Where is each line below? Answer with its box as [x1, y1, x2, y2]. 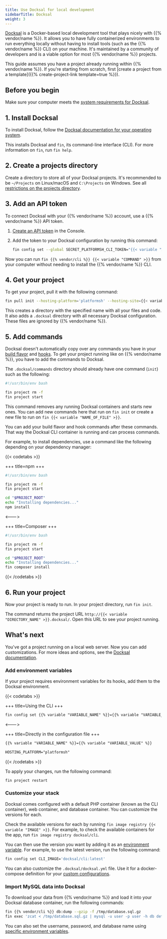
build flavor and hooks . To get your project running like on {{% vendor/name [5, 351, 162, 357]
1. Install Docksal [5, 113, 58, 122]
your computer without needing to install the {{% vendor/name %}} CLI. [5, 261, 152, 267]
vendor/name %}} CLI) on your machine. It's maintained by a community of [5, 46, 159, 52]
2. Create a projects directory [5, 161, 98, 170]
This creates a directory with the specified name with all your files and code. [5, 308, 162, 313]
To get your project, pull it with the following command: [5, 289, 118, 295]
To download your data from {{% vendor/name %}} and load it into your [5, 894, 152, 901]
